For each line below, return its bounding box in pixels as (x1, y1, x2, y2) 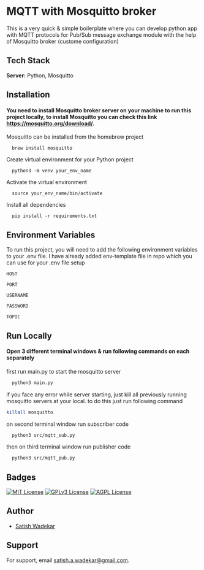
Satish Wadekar (15, 522, 55, 530)
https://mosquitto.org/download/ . (6, 120, 95, 127)
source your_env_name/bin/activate (12, 190, 103, 197)
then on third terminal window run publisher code (6, 443, 131, 450)
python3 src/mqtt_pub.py (12, 455, 75, 461)
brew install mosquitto (12, 145, 72, 152)
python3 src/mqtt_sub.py (12, 432, 75, 438)
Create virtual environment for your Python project (6, 156, 134, 163)
